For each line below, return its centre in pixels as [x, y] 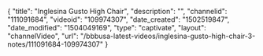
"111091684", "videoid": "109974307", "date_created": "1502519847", [119, 19]
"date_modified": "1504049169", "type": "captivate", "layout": [107, 28]
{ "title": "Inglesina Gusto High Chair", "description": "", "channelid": [117, 11]
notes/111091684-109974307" [56, 44]
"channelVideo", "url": [43, 36]
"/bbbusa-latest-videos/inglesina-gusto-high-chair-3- [168, 36]
